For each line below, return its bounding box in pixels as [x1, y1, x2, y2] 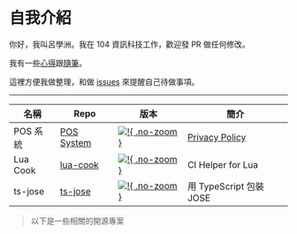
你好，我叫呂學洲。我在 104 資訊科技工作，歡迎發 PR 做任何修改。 [9, 39, 250, 49]
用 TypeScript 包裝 [187, 180, 265, 192]
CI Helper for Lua [187, 158, 259, 170]
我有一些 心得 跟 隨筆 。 [9, 57, 87, 68]
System [60, 136, 92, 148]
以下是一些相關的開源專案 [30, 215, 125, 226]
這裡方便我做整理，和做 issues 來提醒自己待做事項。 [9, 76, 200, 87]
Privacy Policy [187, 131, 247, 143]
